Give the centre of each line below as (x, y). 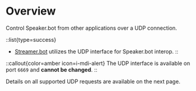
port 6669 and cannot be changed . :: (52, 69)
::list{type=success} (31, 39)
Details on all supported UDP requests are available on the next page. (93, 81)
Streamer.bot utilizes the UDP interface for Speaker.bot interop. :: (96, 51)
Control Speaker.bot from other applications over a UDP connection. (92, 28)
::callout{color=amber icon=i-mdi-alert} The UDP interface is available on (98, 63)
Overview (31, 11)
